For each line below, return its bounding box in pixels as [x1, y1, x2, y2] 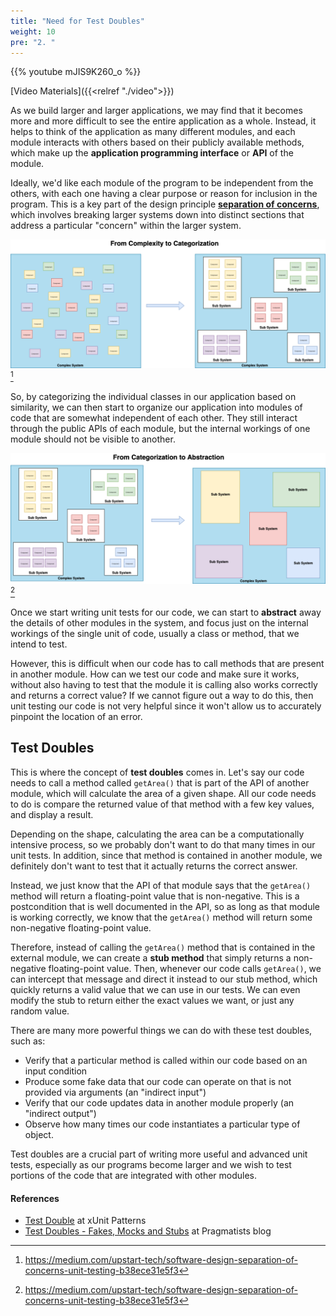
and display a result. [10, 808, 94, 820]
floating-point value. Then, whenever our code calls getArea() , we [48, 962, 322, 974]
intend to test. [10, 638, 68, 650]
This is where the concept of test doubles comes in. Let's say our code [10, 766, 305, 778]
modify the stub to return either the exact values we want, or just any [10, 994, 295, 1006]
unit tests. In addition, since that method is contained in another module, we [10, 849, 323, 861]
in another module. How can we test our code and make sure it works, [10, 668, 300, 680]
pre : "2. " [10, 37, 56, 47]
